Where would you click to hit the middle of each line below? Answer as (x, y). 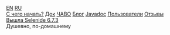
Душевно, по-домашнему (39, 26)
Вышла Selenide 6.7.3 (32, 20)
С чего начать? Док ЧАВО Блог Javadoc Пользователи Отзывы (85, 14)
